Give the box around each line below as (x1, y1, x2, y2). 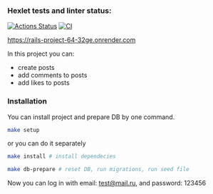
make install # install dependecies (7, 153, 116, 160)
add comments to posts (17, 71, 88, 80)
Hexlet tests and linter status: (7, 6, 112, 16)
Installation (7, 96, 48, 106)
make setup (7, 126, 40, 133)
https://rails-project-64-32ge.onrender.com (7, 36, 136, 44)
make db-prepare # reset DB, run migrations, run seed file (7, 166, 190, 173)
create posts (17, 63, 55, 72)
